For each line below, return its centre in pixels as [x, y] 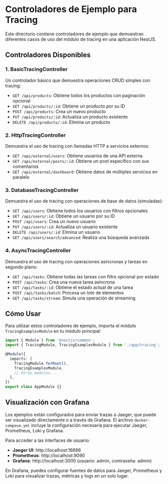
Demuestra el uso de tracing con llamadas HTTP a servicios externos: [77, 146]
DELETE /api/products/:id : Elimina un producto [61, 122]
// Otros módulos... [36, 373]
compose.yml [18, 426]
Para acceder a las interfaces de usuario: [48, 440]
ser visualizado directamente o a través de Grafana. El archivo [69, 420]
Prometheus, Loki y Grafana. [35, 430]
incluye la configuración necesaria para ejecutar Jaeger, [89, 425]
